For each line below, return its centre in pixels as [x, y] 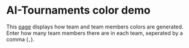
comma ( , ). [21, 39]
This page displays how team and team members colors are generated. [95, 27]
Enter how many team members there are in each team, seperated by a [94, 33]
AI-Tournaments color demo [78, 10]
